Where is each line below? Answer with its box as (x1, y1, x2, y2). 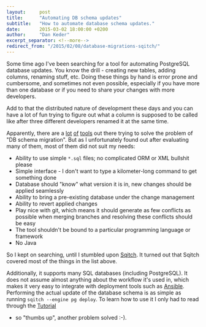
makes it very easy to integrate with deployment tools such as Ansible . (6, 282, 185, 290)
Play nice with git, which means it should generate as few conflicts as (15, 206, 191, 214)
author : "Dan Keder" (6, 32, 70, 38)
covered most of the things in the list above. (6, 257, 118, 264)
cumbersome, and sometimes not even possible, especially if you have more (6, 79, 200, 87)
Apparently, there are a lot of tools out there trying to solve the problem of (6, 129, 193, 137)
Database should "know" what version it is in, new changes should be (15, 180, 192, 188)
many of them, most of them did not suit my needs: (6, 142, 135, 150)
